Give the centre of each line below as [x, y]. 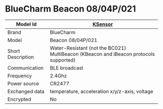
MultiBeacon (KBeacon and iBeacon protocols [103, 54]
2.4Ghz [58, 76]
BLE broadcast [67, 68]
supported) [63, 60]
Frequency [20, 76]
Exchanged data [26, 91]
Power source [23, 83]
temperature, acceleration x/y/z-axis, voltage [102, 91]
